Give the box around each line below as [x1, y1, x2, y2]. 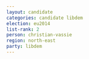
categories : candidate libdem [6, 15, 84, 21]
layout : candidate [6, 9, 53, 15]
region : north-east [6, 37, 56, 44]
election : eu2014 [6, 20, 51, 26]
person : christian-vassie [6, 32, 72, 38]
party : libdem [6, 44, 43, 50]
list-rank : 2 [6, 26, 40, 33]
